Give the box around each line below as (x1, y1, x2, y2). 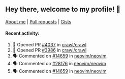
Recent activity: (5, 30, 40, 36)
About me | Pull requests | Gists (5, 18, 72, 24)
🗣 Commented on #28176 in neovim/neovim (12, 61, 107, 67)
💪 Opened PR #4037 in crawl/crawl (12, 42, 87, 48)
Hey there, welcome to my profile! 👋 (5, 5, 121, 14)
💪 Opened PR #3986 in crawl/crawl (12, 47, 87, 54)
